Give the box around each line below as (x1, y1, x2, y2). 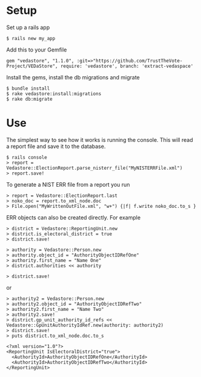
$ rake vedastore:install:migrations (6, 90, 102, 97)
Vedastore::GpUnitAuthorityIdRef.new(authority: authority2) (6, 322, 164, 328)
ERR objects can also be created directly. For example (6, 213, 141, 221)
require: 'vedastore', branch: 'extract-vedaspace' (60, 63, 194, 69)
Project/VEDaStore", (6, 63, 59, 69)
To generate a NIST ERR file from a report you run (6, 181, 130, 188)
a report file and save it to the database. (6, 142, 106, 150)
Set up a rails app (6, 24, 50, 31)
